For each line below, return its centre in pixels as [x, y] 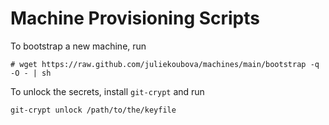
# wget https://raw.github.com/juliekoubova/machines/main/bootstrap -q [165, 64]
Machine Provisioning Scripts [135, 18]
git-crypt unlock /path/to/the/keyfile [93, 110]
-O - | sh [31, 73]
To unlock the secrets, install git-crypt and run [107, 91]
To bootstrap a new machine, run [78, 46]
